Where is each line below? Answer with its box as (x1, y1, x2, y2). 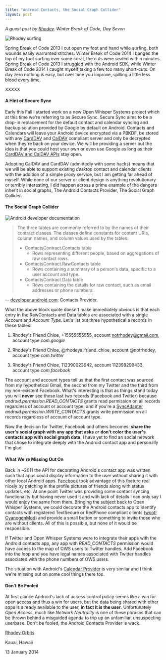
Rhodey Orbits (5, 630, 35, 636)
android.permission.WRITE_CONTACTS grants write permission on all (5, 408, 147, 414)
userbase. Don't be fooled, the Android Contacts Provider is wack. (5, 620, 141, 626)
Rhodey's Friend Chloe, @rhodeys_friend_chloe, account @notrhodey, (12, 347, 156, 353)
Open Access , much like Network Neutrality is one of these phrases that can (5, 610, 162, 616)
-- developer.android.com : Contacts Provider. (5, 297, 98, 303)
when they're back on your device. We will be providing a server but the (5, 140, 152, 146)
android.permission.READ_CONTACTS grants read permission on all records (5, 398, 161, 404)
